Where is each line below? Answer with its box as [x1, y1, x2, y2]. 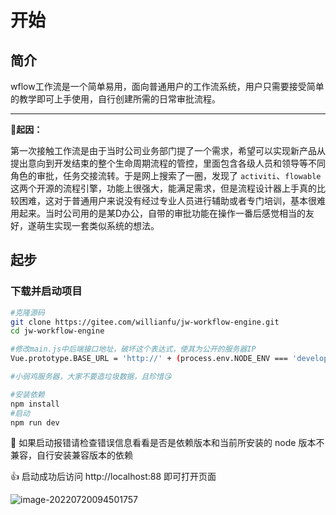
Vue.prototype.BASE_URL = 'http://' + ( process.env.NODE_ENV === [10, 354, 288, 364]
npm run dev [10, 417, 60, 428]
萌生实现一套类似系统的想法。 [36, 220, 160, 231]
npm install [10, 399, 60, 409]
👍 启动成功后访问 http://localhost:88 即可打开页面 [10, 471, 217, 483]
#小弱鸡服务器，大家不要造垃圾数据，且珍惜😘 [10, 372, 172, 382]
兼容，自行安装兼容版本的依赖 [10, 449, 133, 461]
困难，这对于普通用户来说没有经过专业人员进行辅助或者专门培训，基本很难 [18, 195, 326, 206]
